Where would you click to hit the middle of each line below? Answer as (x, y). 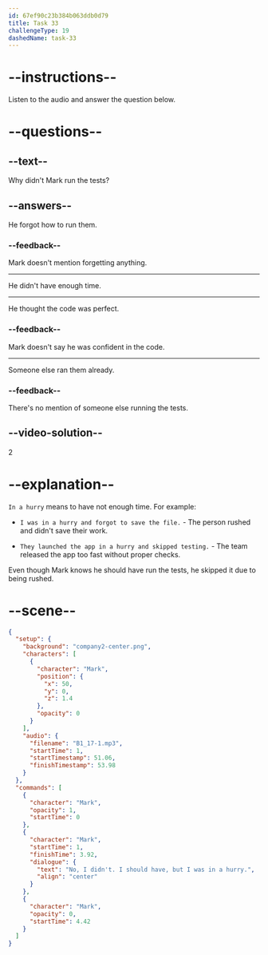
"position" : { (60, 676)
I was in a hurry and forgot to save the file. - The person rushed (135, 522)
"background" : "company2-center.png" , (87, 647)
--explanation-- (61, 484)
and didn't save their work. (64, 530)
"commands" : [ (39, 787)
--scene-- (42, 610)
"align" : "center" (67, 877)
